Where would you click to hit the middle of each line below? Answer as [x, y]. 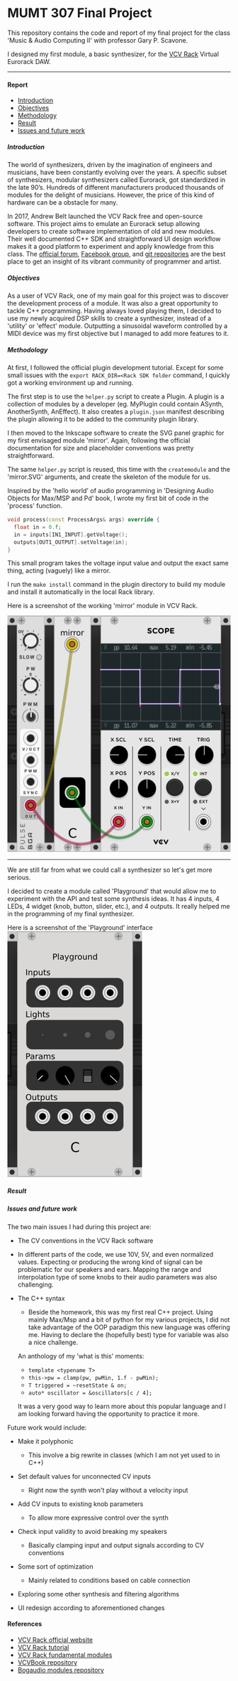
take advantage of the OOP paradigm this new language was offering [129, 1327]
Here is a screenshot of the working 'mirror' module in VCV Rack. [103, 606]
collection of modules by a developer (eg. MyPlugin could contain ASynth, [115, 404]
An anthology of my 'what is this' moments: [81, 1356]
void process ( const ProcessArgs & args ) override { [84, 520]
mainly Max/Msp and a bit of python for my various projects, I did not [129, 1319]
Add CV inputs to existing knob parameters [80, 1503]
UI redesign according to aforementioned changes [91, 1608]
